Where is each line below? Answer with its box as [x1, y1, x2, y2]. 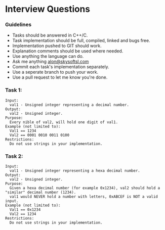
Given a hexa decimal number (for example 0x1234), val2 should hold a [9, 185, 161, 191]
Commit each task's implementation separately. [12, 64, 110, 70]
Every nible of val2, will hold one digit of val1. [9, 120, 119, 125]
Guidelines [5, 21, 32, 28]
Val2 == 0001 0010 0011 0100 [9, 133, 70, 138]
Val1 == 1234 [9, 128, 37, 133]
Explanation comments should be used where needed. [12, 48, 124, 54]
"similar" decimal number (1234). [5, 190, 77, 195]
